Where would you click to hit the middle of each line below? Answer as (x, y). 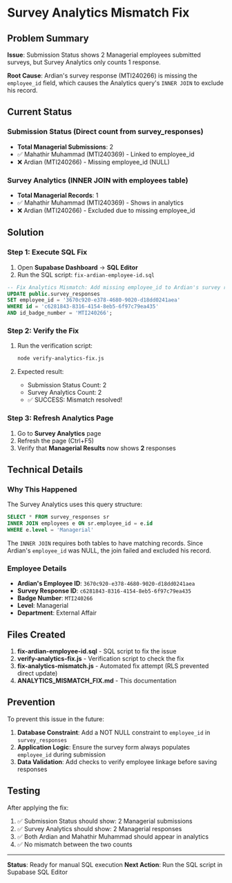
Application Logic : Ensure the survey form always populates (104, 747)
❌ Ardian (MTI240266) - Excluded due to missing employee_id (106, 210)
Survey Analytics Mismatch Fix (98, 13)
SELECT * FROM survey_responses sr (58, 517)
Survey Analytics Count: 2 (65, 393)
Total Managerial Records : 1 (58, 195)
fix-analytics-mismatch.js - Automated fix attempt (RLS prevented (113, 666)
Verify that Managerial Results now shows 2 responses (96, 448)
